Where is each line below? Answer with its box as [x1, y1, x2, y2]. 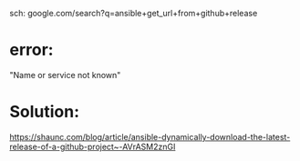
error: [9, 40, 54, 60]
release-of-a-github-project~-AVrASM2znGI [9, 141, 176, 152]
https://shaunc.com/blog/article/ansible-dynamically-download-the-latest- [9, 131, 291, 142]
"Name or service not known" [9, 69, 121, 80]
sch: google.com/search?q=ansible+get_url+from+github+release [9, 8, 258, 18]
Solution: [9, 102, 80, 122]
